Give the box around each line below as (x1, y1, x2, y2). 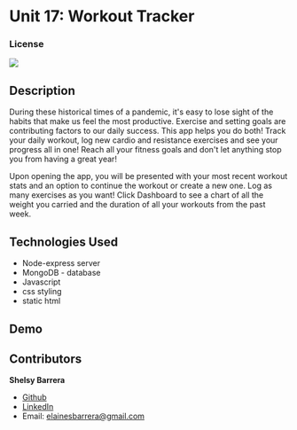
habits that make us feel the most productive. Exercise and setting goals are (9, 116, 286, 127)
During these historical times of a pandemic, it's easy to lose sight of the (9, 106, 274, 117)
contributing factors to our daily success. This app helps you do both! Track (9, 126, 286, 137)
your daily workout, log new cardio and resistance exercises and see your (9, 135, 278, 145)
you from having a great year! (9, 153, 118, 165)
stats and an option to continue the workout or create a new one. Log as (9, 180, 273, 192)
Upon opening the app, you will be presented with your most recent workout (9, 171, 288, 182)
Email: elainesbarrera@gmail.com (21, 410, 145, 422)
